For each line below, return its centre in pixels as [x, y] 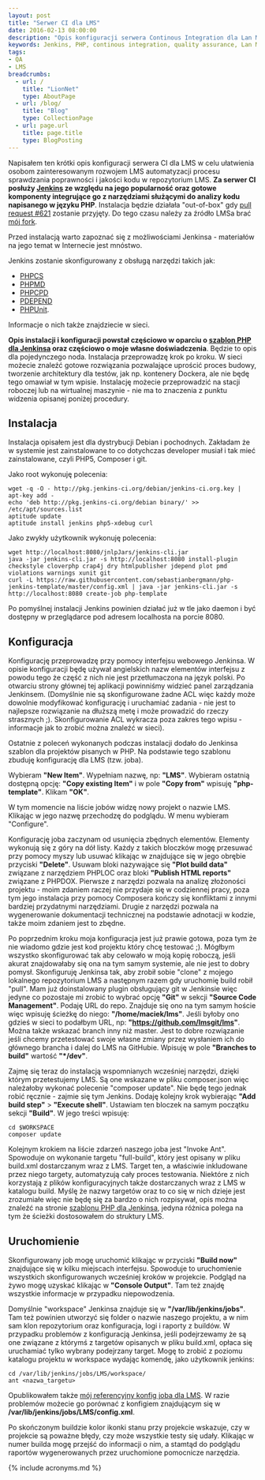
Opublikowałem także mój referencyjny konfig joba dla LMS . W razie [119, 1395]
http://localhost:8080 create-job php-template [88, 594]
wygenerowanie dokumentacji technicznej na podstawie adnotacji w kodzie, [132, 915]
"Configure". [28, 824]
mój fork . [23, 221]
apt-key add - [32, 496]
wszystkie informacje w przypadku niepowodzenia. [91, 1293]
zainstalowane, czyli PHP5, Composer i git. [78, 459]
